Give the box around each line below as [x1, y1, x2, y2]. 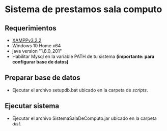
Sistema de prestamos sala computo [5, 4, 162, 15]
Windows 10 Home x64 [12, 43, 61, 49]
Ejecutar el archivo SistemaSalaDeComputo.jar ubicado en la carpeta [12, 115, 157, 121]
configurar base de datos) [12, 59, 69, 64]
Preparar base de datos [5, 74, 80, 82]
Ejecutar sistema [5, 102, 60, 110]
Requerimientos [5, 24, 57, 32]
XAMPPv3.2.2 [12, 37, 42, 43]
